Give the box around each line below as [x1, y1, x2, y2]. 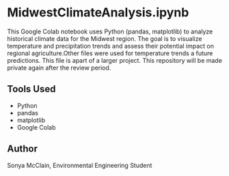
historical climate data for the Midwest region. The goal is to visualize [7, 34, 202, 42]
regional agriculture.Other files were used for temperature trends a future [7, 49, 213, 57]
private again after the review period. [7, 63, 111, 72]
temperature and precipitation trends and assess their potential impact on [7, 42, 214, 50]
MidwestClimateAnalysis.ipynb [7, 5, 189, 20]
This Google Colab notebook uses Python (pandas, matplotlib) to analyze [7, 27, 213, 35]
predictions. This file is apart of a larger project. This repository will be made [7, 56, 222, 64]
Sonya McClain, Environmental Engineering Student [7, 161, 152, 169]
